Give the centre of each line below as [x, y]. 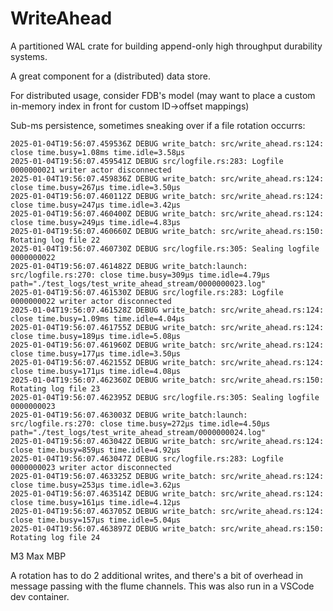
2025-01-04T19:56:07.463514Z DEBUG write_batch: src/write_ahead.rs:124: [167, 493]
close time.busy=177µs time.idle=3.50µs [96, 353]
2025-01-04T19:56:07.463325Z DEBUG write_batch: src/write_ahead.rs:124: [167, 476]
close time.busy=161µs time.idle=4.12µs [96, 502]
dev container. [40, 596]
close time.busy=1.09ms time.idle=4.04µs [98, 318]
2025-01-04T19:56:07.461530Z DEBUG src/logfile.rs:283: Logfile [147, 292]
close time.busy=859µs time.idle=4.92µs [96, 450]
